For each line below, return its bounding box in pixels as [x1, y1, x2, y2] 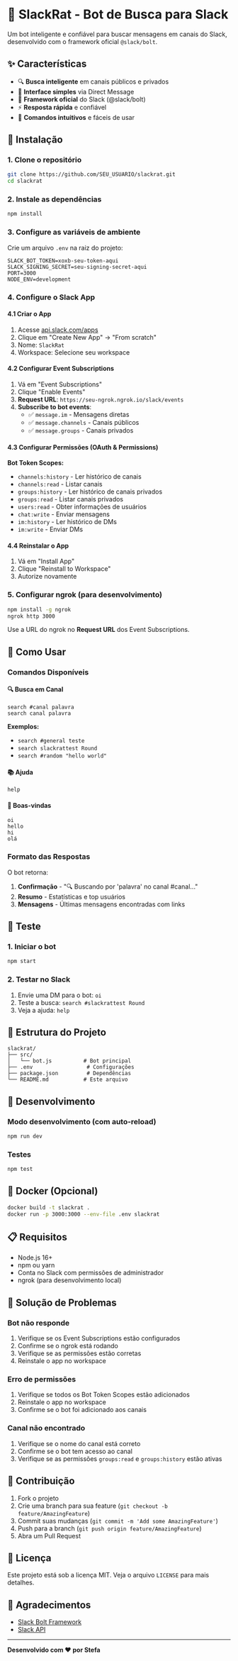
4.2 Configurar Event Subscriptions [7, 365, 115, 373]
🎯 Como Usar [7, 645, 67, 658]
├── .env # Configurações [7, 1064, 135, 1071]
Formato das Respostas [7, 852, 91, 862]
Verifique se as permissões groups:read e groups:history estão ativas [17, 1454, 222, 1463]
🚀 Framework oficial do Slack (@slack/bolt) [17, 95, 147, 104]
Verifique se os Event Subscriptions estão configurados [17, 1334, 181, 1343]
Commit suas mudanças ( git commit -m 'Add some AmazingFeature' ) [17, 1516, 218, 1525]
